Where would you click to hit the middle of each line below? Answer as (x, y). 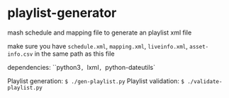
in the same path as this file (74, 54)
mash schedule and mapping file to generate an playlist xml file (100, 32)
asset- (199, 47)
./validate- (205, 81)
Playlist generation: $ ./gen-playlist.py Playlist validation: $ (96, 81)
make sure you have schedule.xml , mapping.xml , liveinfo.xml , (97, 46)
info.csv (20, 54)
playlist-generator (62, 13)
